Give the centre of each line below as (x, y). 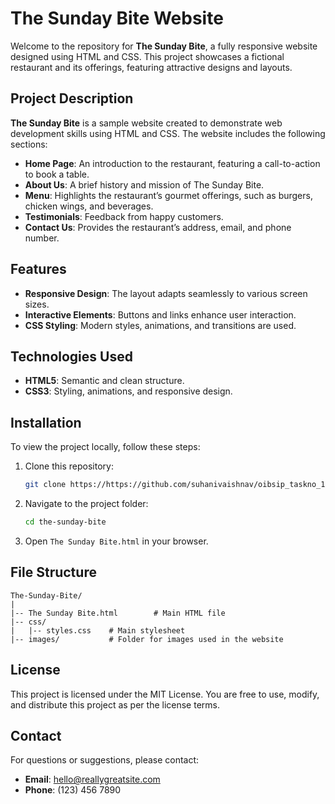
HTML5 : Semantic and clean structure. (104, 381)
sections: (29, 144)
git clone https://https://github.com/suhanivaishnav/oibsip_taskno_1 (175, 485)
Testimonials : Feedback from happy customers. (124, 216)
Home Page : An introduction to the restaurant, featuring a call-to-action (172, 163)
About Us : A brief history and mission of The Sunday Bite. (144, 184)
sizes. (37, 304)
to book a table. (57, 174)
